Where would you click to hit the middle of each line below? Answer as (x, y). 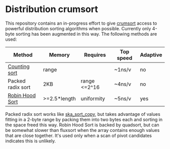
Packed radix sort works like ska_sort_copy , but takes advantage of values (83, 114)
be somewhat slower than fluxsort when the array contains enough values (82, 130)
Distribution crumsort (52, 9)
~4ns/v (123, 84)
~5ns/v (123, 98)
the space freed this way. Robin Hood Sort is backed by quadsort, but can (82, 125)
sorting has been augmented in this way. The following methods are (86, 34)
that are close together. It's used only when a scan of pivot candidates (78, 135)
